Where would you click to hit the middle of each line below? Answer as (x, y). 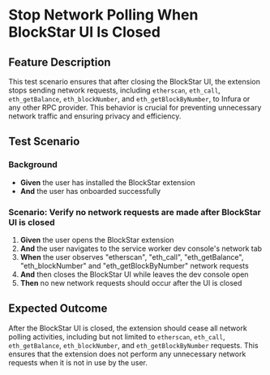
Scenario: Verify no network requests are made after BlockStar (135, 212)
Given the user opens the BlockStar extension (97, 239)
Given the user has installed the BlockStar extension (108, 182)
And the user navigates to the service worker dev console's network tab (141, 248)
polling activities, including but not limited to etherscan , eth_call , (117, 336)
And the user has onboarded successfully (90, 191)
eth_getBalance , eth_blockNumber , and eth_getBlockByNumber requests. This (133, 345)
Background (33, 165)
